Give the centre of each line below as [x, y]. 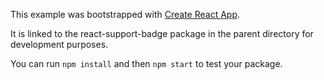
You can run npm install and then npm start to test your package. [146, 63]
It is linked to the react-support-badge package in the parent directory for [162, 33]
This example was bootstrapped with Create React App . [125, 14]
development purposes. [59, 44]
